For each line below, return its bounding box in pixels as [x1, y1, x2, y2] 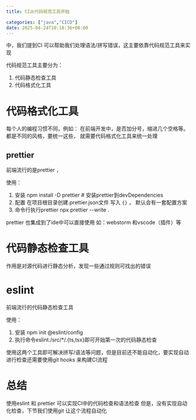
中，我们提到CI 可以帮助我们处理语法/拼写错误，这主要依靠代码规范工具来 [6, 42, 185, 49]
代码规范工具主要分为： [6, 61, 63, 69]
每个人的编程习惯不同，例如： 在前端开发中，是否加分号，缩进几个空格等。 [6, 125, 189, 132]
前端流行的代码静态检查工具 [6, 304, 74, 311]
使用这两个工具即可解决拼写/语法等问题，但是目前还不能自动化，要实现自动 [6, 349, 190, 356]
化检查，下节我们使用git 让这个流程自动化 [6, 407, 107, 414]
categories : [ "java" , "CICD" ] [6, 19, 78, 25]
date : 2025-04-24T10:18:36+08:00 [6, 25, 89, 31]
